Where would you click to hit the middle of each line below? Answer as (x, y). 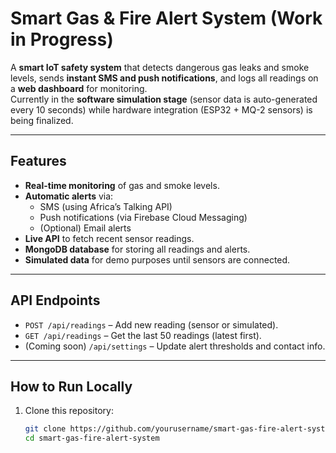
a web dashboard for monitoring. (79, 88)
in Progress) (62, 39)
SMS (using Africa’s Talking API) (106, 206)
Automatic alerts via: (69, 196)
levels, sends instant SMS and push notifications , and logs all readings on (164, 78)
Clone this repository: (69, 411)
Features (38, 161)
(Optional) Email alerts (85, 228)
